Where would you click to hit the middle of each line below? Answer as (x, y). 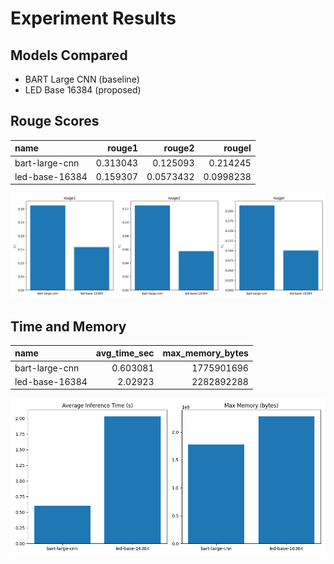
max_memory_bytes (205, 353)
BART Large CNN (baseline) (82, 79)
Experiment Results (93, 18)
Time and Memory (68, 326)
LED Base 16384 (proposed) (83, 90)
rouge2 (179, 148)
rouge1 (123, 148)
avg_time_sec (125, 353)
